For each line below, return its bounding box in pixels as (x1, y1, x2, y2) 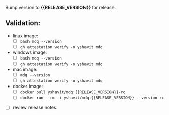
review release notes (12, 104, 57, 111)
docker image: (12, 83, 43, 90)
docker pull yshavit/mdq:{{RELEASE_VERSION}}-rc (20, 90, 126, 95)
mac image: (12, 66, 38, 73)
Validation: (5, 19, 41, 27)
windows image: (12, 49, 47, 55)
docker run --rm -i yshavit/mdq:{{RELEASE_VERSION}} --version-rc (20, 95, 164, 101)
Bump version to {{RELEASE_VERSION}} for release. (5, 5, 116, 10)
